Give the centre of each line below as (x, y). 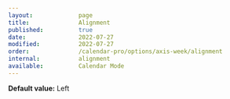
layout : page (50, 15)
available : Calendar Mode (66, 66)
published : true (50, 30)
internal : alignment (59, 59)
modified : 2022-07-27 (61, 44)
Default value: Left (39, 88)
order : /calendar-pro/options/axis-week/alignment (115, 51)
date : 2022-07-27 (61, 37)
